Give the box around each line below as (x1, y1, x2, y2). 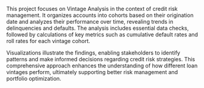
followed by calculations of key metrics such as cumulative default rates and (6, 31, 199, 38)
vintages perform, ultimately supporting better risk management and (6, 69, 178, 75)
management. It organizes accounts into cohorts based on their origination (6, 12, 194, 19)
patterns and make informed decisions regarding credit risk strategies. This (6, 56, 195, 63)
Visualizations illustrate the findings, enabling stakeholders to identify (6, 49, 181, 56)
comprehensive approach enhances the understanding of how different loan (6, 62, 198, 69)
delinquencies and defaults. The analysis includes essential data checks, (6, 24, 189, 32)
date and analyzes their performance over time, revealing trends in (6, 18, 174, 25)
